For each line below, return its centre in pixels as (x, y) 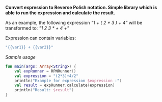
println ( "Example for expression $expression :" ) (68, 81)
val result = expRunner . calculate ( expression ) (65, 85)
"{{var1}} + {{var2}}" (29, 47)
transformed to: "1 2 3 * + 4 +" (37, 28)
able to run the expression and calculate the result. (60, 13)
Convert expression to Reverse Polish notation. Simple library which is (81, 7)
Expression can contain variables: (41, 38)
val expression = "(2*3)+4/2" (47, 76)
